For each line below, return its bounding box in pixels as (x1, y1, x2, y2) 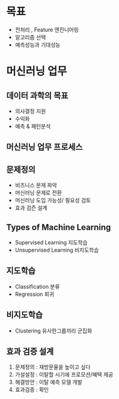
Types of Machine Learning (6, 222, 111, 232)
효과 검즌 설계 (14, 204, 47, 211)
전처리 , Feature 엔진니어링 (14, 26, 79, 33)
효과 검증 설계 (6, 346, 54, 356)
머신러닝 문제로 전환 (14, 189, 62, 196)
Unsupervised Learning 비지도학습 (14, 246, 99, 254)
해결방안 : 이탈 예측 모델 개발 (14, 378, 83, 386)
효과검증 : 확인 (14, 386, 49, 394)
